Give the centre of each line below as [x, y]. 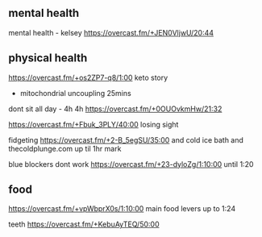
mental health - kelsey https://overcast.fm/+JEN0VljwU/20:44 [111, 32]
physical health [48, 58]
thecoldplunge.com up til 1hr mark [65, 148]
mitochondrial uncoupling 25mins [75, 93]
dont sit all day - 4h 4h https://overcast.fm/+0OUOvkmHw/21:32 [115, 109]
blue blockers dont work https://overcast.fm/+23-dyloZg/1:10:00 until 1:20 [131, 164]
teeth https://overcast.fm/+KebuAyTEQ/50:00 [84, 224]
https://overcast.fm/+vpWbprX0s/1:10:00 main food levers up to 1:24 [122, 209]
